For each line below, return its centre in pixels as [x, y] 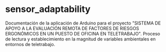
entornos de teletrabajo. [30, 44]
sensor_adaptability [48, 9]
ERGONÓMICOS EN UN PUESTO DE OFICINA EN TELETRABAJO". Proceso [83, 33]
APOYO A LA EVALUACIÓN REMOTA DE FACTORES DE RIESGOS [72, 28]
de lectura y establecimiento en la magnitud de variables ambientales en [80, 39]
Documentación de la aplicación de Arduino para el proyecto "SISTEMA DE [83, 23]
